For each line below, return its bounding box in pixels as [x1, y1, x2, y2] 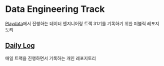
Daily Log [5, 41, 35, 50]
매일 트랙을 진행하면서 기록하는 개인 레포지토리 [5, 55, 96, 61]
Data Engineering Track [5, 3, 105, 15]
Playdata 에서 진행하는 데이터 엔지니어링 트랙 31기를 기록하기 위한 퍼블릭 [5, 20, 146, 26]
